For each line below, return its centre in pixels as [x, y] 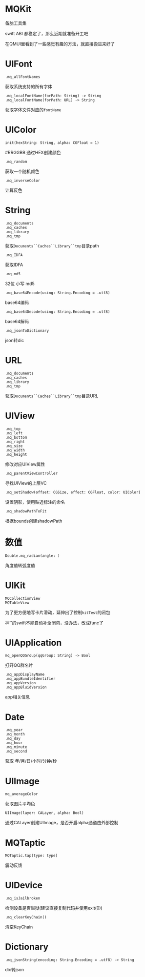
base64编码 [17, 302]
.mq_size [14, 446]
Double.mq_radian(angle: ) [32, 556]
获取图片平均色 [20, 804]
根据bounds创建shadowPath [34, 521]
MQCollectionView [23, 598]
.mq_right [15, 442]
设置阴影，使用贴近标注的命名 [35, 502]
